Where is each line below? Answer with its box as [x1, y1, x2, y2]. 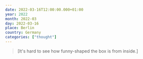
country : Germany [5, 30, 41, 35]
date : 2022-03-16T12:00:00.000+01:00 [5, 7, 84, 12]
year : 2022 [5, 12, 28, 17]
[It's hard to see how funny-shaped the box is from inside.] [17, 48, 139, 54]
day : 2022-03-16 [5, 21, 39, 26]
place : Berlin [5, 26, 35, 30]
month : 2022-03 [5, 16, 37, 21]
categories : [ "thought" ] [5, 35, 57, 40]
